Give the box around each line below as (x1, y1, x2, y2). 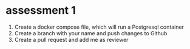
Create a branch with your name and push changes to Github (14, 29, 168, 36)
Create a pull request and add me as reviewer (14, 36, 129, 43)
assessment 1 (5, 4, 76, 17)
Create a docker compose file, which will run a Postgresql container (14, 23, 185, 30)
